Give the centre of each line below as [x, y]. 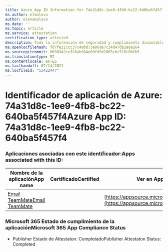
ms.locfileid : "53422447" [32, 71]
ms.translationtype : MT [30, 56]
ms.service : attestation [31, 33]
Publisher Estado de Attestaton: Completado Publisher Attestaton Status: [87, 238]
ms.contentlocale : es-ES [31, 61]
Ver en [144, 179]
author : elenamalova [27, 19]
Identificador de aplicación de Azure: [84, 95]
